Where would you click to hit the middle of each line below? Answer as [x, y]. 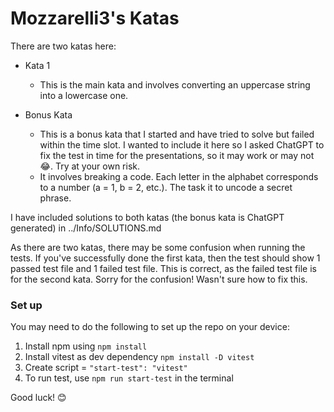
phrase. [55, 198]
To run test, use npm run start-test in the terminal [129, 378]
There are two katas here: [63, 46]
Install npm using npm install [86, 346]
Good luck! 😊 [38, 398]
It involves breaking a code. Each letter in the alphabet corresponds [179, 176]
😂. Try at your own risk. [90, 166]
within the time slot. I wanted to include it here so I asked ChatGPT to [182, 144]
